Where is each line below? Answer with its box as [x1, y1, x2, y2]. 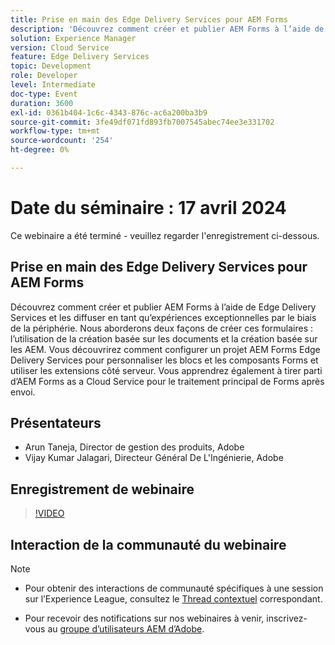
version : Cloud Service [10, 42, 110, 53]
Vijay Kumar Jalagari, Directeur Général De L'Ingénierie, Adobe [24, 452, 284, 464]
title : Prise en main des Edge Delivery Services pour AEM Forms [10, 14, 288, 25]
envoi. [10, 386, 36, 398]
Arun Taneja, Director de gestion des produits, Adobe [24, 441, 245, 453]
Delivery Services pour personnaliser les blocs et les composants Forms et [10, 354, 319, 366]
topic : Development [10, 61, 92, 71]
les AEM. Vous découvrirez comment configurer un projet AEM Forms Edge [10, 343, 321, 355]
